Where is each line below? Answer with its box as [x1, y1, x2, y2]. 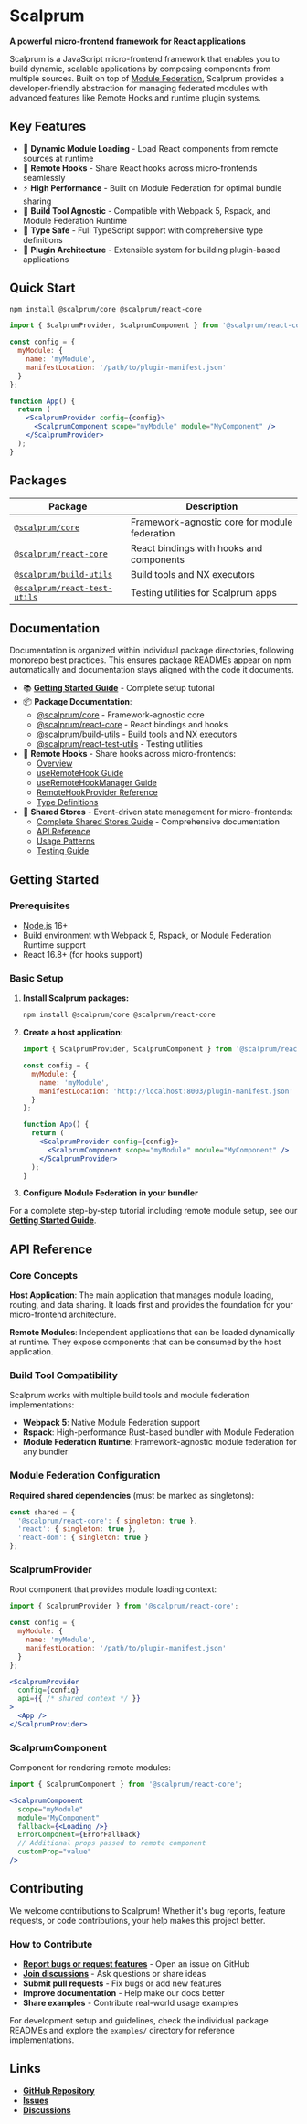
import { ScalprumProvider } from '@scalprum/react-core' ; [9, 1601, 239, 1611]
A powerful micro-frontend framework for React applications [9, 36, 247, 47]
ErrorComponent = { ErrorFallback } [17, 1830, 142, 1840]
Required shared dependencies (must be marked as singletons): [9, 1490, 255, 1501]
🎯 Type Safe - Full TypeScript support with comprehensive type [22, 225, 263, 236]
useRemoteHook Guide [36, 768, 124, 779]
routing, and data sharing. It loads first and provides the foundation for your [9, 1300, 294, 1311]
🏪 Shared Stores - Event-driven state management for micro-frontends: [22, 806, 294, 818]
